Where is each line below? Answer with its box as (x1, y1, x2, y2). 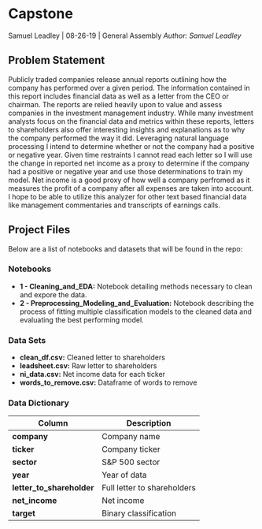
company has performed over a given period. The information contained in (8, 83, 250, 92)
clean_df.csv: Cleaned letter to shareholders (19, 352, 165, 363)
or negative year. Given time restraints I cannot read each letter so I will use (8, 150, 253, 159)
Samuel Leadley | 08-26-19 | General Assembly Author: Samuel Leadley (8, 31, 242, 40)
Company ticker (101, 444, 161, 455)
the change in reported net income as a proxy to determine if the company (8, 158, 250, 168)
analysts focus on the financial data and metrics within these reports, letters (8, 116, 254, 126)
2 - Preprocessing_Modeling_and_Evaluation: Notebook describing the (19, 298, 254, 307)
